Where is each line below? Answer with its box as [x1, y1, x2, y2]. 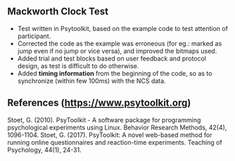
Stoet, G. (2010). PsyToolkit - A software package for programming [7, 115, 201, 124]
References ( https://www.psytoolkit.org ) [7, 97, 191, 109]
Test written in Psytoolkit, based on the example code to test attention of [17, 24, 229, 32]
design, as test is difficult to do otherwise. [17, 61, 139, 70]
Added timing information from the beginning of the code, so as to [17, 69, 212, 77]
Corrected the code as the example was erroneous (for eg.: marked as [17, 39, 222, 48]
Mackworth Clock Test [7, 6, 109, 18]
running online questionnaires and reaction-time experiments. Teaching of [7, 138, 223, 146]
